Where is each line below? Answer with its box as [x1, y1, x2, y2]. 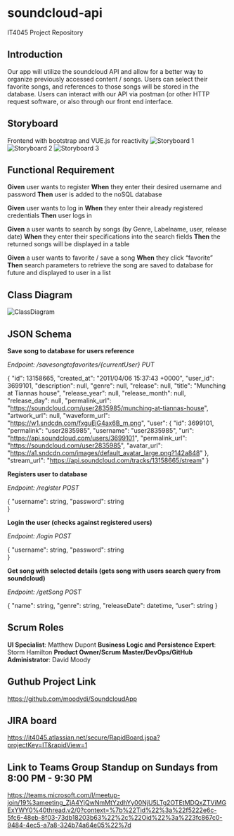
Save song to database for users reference [7, 347, 135, 355]
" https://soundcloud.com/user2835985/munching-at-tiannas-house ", [7, 404, 209, 412]
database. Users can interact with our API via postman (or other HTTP [7, 89, 210, 98]
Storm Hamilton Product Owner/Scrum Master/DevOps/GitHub [7, 647, 193, 656]
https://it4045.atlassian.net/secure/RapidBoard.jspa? [7, 733, 160, 742]
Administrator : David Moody [7, 655, 91, 664]
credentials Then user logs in [7, 211, 93, 220]
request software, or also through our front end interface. [7, 97, 174, 106]
